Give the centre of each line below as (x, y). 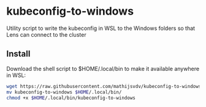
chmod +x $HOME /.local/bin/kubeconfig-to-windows (71, 98)
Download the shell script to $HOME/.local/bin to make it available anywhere (103, 68)
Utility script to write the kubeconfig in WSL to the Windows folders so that (101, 28)
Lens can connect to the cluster (47, 34)
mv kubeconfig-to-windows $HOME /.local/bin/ (64, 92)
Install (18, 54)
